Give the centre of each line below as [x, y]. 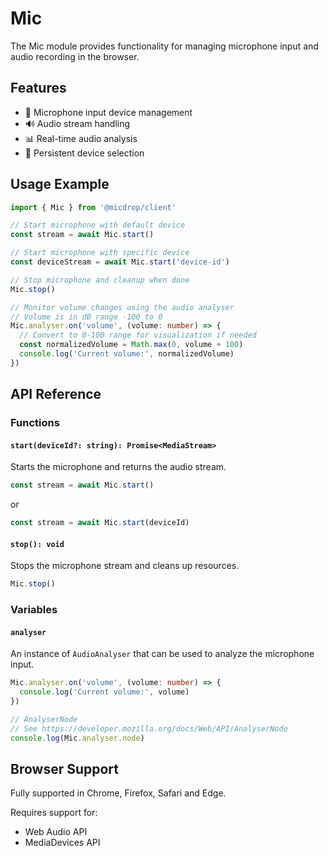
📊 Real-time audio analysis [81, 138]
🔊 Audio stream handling [77, 123]
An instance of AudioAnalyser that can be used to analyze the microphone [162, 654]
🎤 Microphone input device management [108, 112]
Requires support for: [54, 813]
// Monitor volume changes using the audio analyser [122, 307]
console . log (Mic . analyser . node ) [77, 738]
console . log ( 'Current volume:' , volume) [104, 692]
